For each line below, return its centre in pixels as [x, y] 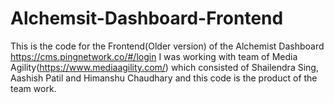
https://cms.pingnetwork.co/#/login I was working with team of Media [154, 56]
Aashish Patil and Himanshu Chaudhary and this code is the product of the [164, 78]
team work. [33, 88]
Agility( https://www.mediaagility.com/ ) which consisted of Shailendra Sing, [164, 67]
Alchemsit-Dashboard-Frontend [147, 18]
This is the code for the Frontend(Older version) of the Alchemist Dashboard [167, 46]
